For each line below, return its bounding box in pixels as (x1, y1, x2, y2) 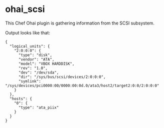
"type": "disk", (18, 52, 52, 57)
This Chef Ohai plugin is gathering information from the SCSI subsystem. (5, 20, 155, 26)
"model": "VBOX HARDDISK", (18, 61, 75, 66)
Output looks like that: (5, 29, 50, 35)
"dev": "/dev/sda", (18, 70, 59, 75)
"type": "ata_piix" (18, 105, 59, 110)
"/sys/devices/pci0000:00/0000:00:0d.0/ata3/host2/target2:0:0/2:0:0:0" (5, 83, 160, 88)
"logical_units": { (9, 43, 50, 48)
